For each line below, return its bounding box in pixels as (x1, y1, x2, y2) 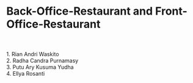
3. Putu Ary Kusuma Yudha (6, 63, 75, 71)
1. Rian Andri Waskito (6, 50, 59, 57)
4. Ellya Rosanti (6, 70, 45, 77)
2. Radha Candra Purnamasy (6, 57, 79, 64)
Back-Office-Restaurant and (6, 4, 153, 18)
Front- (155, 4, 188, 18)
